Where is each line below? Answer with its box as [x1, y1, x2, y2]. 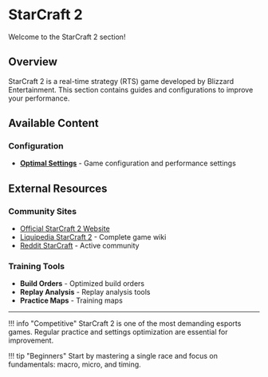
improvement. [8, 335, 54, 345]
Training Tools [8, 261, 65, 272]
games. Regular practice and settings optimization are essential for [8, 327, 228, 337]
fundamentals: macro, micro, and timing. [8, 359, 141, 369]
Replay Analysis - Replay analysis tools [19, 288, 151, 297]
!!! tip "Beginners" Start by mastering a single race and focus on [8, 351, 218, 361]
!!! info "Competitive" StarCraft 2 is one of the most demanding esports [8, 319, 242, 328]
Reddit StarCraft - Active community [19, 241, 140, 251]
